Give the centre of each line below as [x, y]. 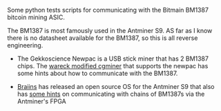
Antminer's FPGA [42, 101]
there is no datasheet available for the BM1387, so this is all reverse [103, 38]
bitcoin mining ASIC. [36, 17]
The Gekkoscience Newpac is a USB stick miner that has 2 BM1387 [113, 59]
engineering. [25, 45]
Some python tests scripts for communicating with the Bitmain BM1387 [108, 10]
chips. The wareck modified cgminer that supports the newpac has [113, 66]
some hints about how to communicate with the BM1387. [97, 73]
